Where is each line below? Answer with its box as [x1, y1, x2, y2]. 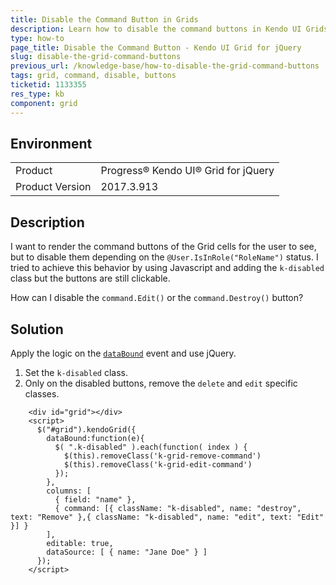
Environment [10, 135, 93, 152]
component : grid [10, 98, 78, 108]
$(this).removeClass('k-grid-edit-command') [63, 459, 253, 470]
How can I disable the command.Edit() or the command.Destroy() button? [10, 292, 304, 304]
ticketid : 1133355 [10, 80, 87, 90]
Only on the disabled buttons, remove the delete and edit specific [24, 377, 298, 389]
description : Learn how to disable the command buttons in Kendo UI [10, 24, 302, 34]
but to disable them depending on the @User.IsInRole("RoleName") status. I [10, 251, 319, 263]
